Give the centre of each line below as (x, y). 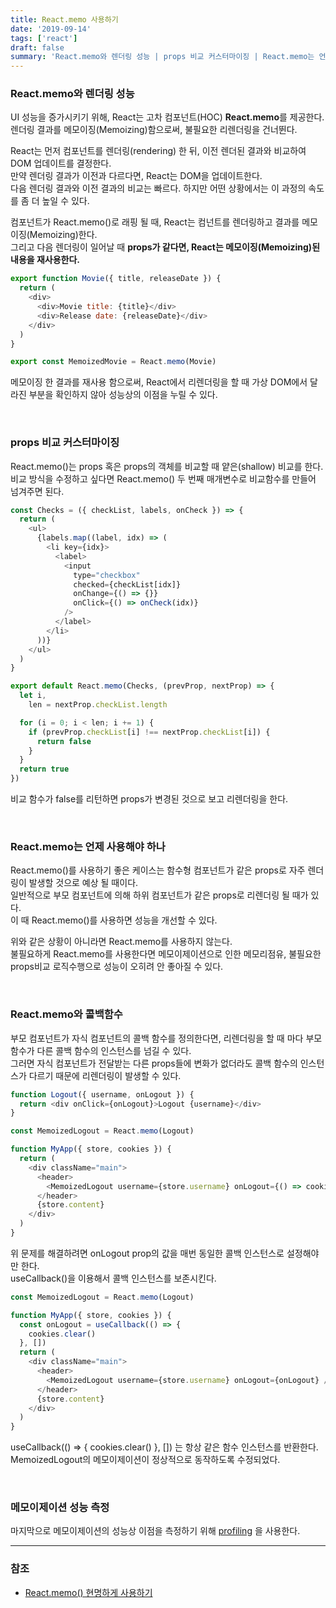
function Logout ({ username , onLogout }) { (102, 1094)
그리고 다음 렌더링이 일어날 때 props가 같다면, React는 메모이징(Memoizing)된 (165, 247)
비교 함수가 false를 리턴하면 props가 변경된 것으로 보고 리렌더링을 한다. (149, 799)
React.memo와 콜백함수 (66, 1014)
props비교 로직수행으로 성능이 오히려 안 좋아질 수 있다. (117, 967)
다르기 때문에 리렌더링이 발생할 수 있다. (105, 1075)
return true (44, 769)
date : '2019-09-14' (51, 29)
